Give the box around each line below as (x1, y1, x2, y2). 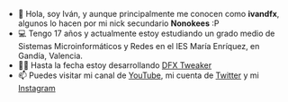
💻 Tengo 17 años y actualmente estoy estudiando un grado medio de (17, 28, 275, 38)
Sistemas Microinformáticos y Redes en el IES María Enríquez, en (17, 41, 260, 51)
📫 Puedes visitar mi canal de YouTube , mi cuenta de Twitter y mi (17, 70, 259, 81)
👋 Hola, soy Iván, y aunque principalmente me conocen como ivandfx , (17, 9, 280, 19)
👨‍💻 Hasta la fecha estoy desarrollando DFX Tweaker (17, 60, 212, 71)
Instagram (17, 83, 56, 93)
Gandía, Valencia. (17, 50, 84, 61)
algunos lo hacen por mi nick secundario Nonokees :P (17, 18, 220, 29)
